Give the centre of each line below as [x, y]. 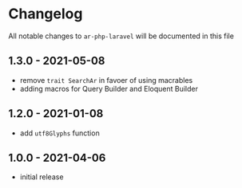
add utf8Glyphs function [60, 133]
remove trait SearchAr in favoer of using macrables [106, 80]
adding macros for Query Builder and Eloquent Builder [109, 88]
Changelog [46, 14]
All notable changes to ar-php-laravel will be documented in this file [121, 36]
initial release [42, 177]
